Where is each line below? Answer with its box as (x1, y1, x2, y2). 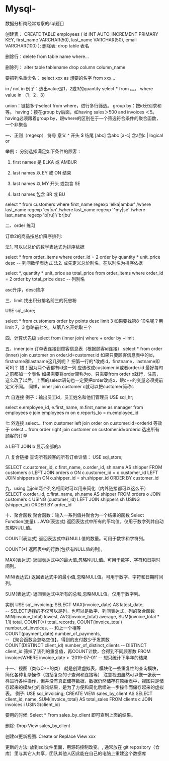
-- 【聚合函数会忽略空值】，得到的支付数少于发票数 (5, 636, 110, 642)
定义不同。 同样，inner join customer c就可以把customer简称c (5, 383, 134, 389)
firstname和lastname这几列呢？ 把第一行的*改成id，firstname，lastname (5, 358, 156, 364)
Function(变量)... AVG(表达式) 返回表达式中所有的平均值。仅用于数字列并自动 (5, 518, 164, 524)
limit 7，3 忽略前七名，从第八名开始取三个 (5, 324, 92, 330)
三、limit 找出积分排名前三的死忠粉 (5, 297, 77, 303)
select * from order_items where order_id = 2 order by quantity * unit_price (5, 254, 161, 260)
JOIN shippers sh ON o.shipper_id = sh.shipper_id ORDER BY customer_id (5, 475, 159, 481)
